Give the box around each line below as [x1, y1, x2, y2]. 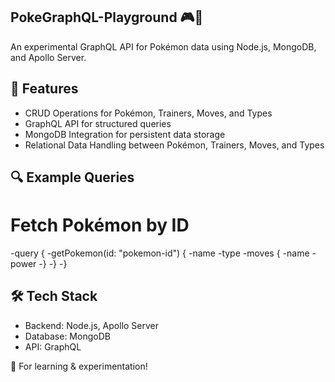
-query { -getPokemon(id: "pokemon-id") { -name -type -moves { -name [10, 247, 310, 259]
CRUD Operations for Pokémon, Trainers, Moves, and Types [24, 107, 273, 119]
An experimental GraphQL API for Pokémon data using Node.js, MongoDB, [10, 40, 317, 53]
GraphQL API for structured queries [24, 117, 172, 129]
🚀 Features [10, 80, 79, 98]
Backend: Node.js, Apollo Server [24, 319, 160, 331]
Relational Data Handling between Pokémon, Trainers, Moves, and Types [24, 139, 325, 151]
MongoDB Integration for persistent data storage [24, 128, 226, 140]
